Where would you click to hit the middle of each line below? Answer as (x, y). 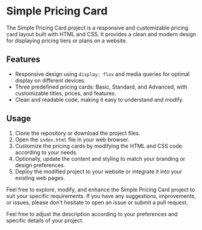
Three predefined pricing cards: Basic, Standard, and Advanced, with (101, 87)
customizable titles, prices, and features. (65, 93)
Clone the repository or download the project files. (77, 133)
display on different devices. (50, 80)
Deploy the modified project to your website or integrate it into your (99, 171)
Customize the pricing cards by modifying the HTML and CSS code (99, 146)
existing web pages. (40, 178)
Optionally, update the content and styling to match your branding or (100, 158)
